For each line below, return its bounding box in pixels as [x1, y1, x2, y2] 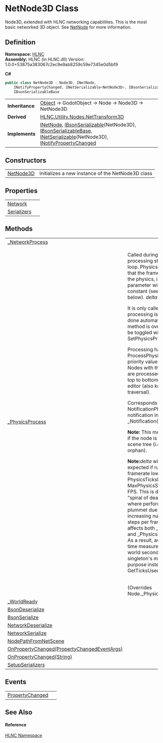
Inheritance [7, 103, 35, 109]
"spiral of [127, 494, 148, 501]
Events [5, 678, 27, 686]
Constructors [5, 156, 47, 164]
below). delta [127, 294, 158, 300]
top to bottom [127, 376, 159, 383]
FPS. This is [127, 488, 154, 495]
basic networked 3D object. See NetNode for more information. [5, 24, 132, 30]
